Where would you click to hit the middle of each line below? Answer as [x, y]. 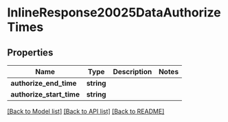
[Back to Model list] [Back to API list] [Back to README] [86, 111]
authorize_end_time [44, 83]
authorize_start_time [45, 94]
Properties [30, 52]
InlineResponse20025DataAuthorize [114, 13]
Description [133, 72]
